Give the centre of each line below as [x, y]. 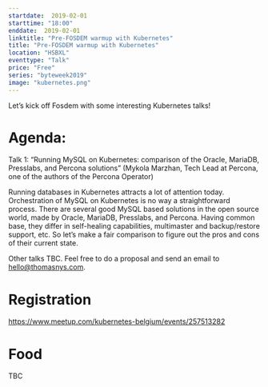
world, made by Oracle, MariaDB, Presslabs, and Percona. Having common [132, 217]
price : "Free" [32, 68]
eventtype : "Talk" [39, 61]
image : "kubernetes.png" [50, 82]
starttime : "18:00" [41, 23]
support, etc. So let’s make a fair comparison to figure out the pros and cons [134, 235]
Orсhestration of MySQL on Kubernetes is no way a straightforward [119, 201]
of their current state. [43, 243]
